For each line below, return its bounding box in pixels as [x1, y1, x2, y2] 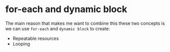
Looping [12, 40, 31, 46]
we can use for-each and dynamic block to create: [5, 25, 110, 31]
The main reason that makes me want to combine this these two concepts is [5, 20, 165, 26]
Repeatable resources [12, 35, 59, 41]
